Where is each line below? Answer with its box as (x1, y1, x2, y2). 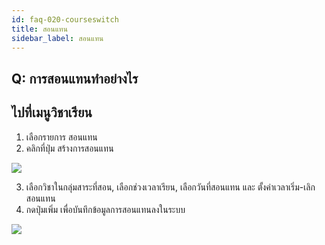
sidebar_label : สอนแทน (11, 33, 104, 43)
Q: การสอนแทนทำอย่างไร (11, 70, 139, 87)
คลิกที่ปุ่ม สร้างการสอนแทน (25, 142, 114, 154)
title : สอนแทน (11, 24, 68, 34)
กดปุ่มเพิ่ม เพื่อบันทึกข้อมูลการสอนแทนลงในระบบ (25, 203, 186, 215)
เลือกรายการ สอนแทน (25, 131, 98, 143)
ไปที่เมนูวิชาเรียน (11, 104, 93, 121)
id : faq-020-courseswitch (11, 14, 119, 25)
